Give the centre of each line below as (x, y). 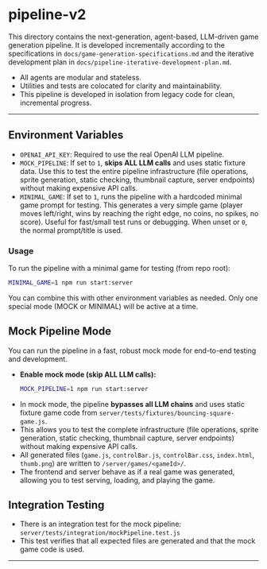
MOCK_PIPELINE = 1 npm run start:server (84, 389)
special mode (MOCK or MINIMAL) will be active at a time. (103, 306)
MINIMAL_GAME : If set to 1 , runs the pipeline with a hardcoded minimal (131, 196)
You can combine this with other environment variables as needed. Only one (133, 298)
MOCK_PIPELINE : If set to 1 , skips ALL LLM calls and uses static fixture (133, 163)
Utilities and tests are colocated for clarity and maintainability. (121, 86)
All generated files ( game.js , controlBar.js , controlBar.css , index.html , (137, 455)
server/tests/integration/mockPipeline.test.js (100, 533)
